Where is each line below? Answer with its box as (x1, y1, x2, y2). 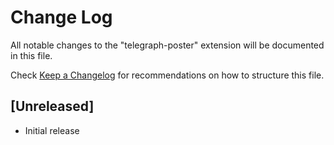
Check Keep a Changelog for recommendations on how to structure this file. (10, 69, 325, 81)
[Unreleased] (10, 98, 95, 115)
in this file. (10, 49, 53, 61)
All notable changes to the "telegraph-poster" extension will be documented (10, 39, 325, 51)
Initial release (24, 124, 80, 136)
